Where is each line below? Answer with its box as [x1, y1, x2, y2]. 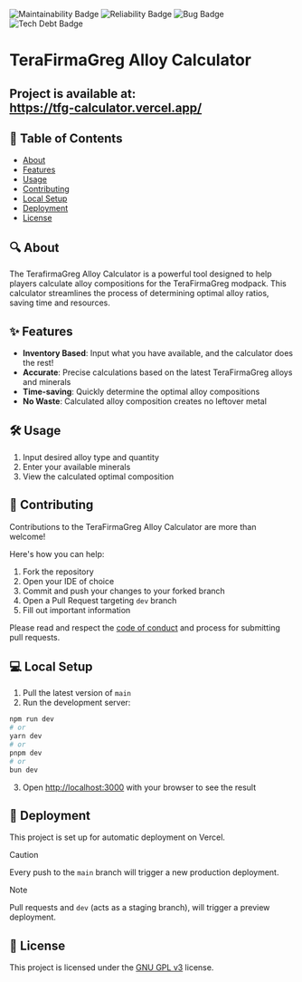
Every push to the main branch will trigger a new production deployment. [9, 867, 279, 878]
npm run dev [9, 715, 54, 724]
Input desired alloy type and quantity [22, 451, 160, 462]
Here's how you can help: [9, 548, 105, 559]
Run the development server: [22, 698, 131, 708]
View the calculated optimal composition [22, 471, 175, 482]
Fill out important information [22, 604, 131, 615]
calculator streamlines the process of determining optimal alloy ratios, [9, 288, 269, 299]
